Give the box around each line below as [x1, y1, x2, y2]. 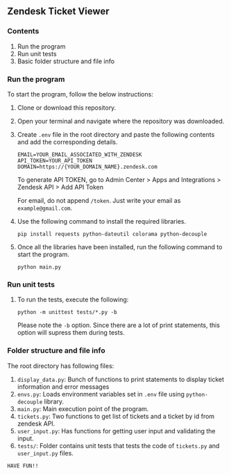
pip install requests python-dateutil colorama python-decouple [17, 231, 207, 237]
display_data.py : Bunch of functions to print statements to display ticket [17, 375, 224, 383]
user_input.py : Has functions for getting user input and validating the [17, 426, 216, 435]
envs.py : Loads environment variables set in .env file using [17, 390, 185, 398]
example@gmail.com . [17, 203, 73, 212]
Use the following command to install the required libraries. [17, 217, 186, 225]
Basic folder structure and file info [17, 57, 115, 65]
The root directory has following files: [7, 361, 114, 370]
